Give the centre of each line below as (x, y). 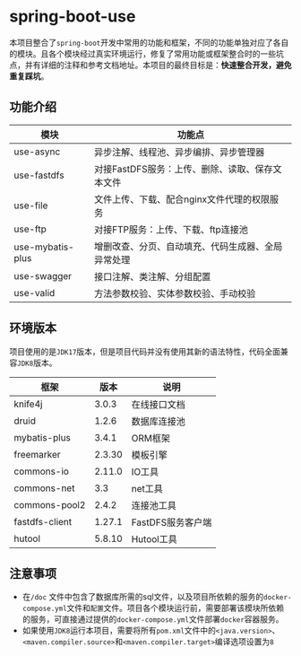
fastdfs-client (43, 521)
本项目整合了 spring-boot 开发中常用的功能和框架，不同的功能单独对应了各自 (149, 42)
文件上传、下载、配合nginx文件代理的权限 (182, 199)
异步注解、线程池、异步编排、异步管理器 (179, 152)
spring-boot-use (73, 17)
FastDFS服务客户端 (172, 522)
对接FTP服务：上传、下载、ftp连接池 (171, 229)
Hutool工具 (154, 538)
